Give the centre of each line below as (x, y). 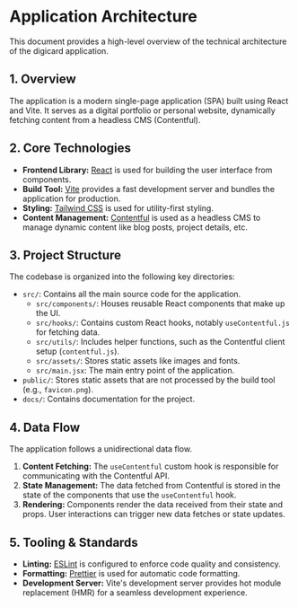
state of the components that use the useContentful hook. (129, 495)
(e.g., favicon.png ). (58, 390)
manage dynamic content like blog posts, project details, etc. (135, 227)
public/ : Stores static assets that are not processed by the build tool (149, 380)
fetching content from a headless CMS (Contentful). (105, 119)
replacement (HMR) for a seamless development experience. (135, 593)
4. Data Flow (45, 427)
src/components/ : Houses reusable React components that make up (160, 303)
